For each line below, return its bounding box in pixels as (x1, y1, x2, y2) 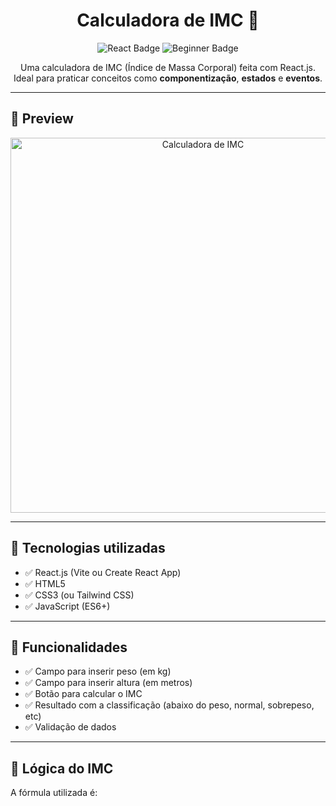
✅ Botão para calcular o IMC (24, 688, 143, 700)
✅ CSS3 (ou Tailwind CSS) (24, 589, 135, 601)
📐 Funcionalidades (10, 639, 128, 656)
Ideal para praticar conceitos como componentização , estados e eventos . (13, 72, 323, 84)
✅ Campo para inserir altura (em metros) (24, 677, 193, 689)
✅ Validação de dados (24, 721, 117, 733)
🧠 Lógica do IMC (10, 760, 114, 777)
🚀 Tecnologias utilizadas (10, 540, 166, 557)
